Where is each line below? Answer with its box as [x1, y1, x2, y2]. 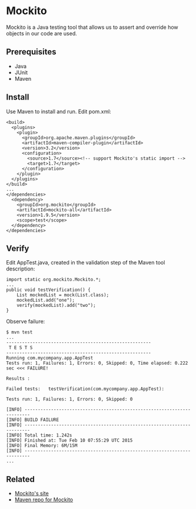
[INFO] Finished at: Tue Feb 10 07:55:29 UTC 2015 [6, 438, 133, 444]
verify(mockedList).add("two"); [16, 302, 96, 309]
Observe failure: [6, 318, 45, 325]
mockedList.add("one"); [16, 298, 75, 303]
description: [6, 265, 35, 272]
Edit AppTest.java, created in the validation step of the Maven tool [6, 259, 165, 266]
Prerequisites [6, 47, 57, 57]
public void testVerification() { [6, 287, 91, 293]
